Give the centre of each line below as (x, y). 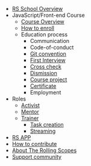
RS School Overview (37, 9)
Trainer (30, 118)
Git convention (48, 54)
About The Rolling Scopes (44, 150)
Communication (50, 41)
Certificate (43, 86)
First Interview (48, 60)
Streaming (43, 131)
